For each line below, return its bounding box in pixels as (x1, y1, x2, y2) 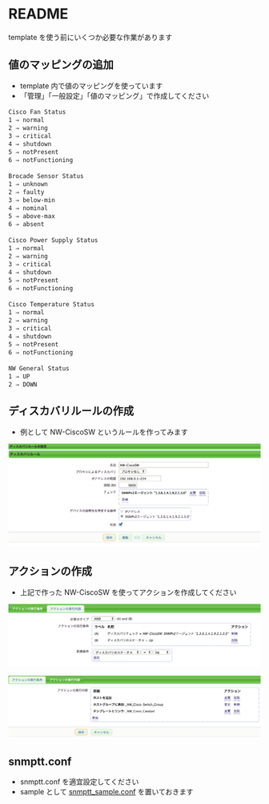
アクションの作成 (8, 564, 92, 578)
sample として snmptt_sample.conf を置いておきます (19, 787, 194, 797)
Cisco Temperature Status (8, 300, 94, 309)
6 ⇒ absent (8, 220, 45, 228)
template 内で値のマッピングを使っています (19, 81, 163, 91)
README (8, 5, 69, 23)
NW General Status (8, 364, 70, 373)
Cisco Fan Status (8, 107, 66, 116)
